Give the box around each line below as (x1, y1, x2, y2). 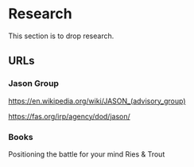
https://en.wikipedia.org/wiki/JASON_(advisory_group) (8, 96, 186, 106)
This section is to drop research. (8, 31, 114, 41)
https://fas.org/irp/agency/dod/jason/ (8, 111, 130, 121)
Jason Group (8, 78, 60, 89)
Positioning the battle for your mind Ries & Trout (8, 149, 165, 159)
